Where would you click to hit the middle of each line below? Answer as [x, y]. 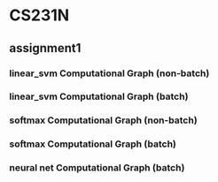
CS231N [39, 15]
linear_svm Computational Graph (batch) [99, 96]
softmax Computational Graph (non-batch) [103, 120]
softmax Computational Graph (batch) [93, 144]
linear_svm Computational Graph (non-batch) [109, 73]
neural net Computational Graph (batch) [97, 168]
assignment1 [45, 48]
